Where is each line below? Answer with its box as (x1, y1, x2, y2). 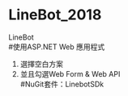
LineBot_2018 (8, 6, 102, 24)
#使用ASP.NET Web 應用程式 (8, 42, 105, 52)
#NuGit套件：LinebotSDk (19, 79, 104, 89)
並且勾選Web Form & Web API (19, 69, 121, 78)
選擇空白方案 (19, 59, 63, 69)
